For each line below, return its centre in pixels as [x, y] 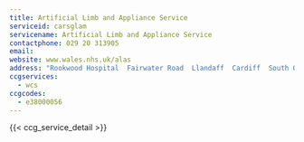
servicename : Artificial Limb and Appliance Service [111, 34]
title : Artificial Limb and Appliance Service [99, 18]
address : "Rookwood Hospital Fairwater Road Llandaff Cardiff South [149, 69]
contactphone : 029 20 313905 [64, 43]
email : [22, 52]
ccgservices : [34, 77]
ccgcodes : [28, 93]
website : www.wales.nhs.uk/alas [70, 60]
